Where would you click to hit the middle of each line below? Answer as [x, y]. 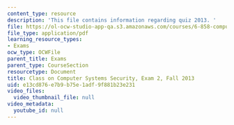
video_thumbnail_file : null [54, 98]
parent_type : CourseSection [48, 65]
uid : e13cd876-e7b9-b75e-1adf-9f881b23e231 [71, 85]
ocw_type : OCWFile [34, 53]
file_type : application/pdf [48, 33]
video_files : [26, 91]
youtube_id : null [39, 110]
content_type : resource [42, 14]
